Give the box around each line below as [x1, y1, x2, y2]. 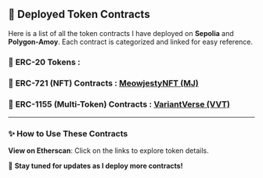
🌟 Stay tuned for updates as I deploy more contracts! [8, 162, 183, 171]
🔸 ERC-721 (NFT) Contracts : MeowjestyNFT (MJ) [8, 78, 199, 89]
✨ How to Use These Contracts [8, 128, 128, 139]
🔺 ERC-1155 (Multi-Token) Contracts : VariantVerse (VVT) [8, 99, 231, 110]
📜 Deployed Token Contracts [8, 8, 150, 21]
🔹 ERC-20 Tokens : [8, 56, 81, 67]
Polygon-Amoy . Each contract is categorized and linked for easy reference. [8, 37, 253, 46]
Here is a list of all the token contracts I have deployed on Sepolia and [8, 28, 234, 38]
